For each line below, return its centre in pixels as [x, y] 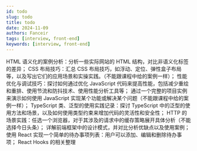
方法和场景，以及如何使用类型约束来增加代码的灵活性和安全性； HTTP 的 [99, 112]
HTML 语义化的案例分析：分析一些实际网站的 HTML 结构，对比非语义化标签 [97, 61]
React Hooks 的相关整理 [47, 142]
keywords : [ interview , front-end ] [48, 44]
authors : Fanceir [27, 33]
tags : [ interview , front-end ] [43, 39]
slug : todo [19, 17]
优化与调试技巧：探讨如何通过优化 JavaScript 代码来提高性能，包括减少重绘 [98, 83]
